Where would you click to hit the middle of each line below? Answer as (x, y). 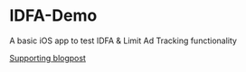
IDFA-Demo (53, 16)
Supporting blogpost (47, 58)
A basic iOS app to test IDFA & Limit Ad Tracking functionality (123, 40)
